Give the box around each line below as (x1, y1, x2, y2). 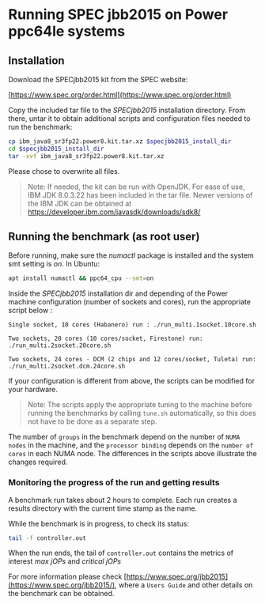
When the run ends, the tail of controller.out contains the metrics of (8, 548, 234, 558)
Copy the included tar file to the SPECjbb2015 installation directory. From (8, 105, 246, 115)
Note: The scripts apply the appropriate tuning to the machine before (27, 400, 253, 410)
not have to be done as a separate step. (27, 417, 157, 426)
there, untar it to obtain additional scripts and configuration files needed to (8, 114, 251, 123)
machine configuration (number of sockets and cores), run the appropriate (8, 297, 252, 307)
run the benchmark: (8, 123, 73, 131)
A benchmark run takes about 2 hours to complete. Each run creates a (8, 495, 237, 504)
